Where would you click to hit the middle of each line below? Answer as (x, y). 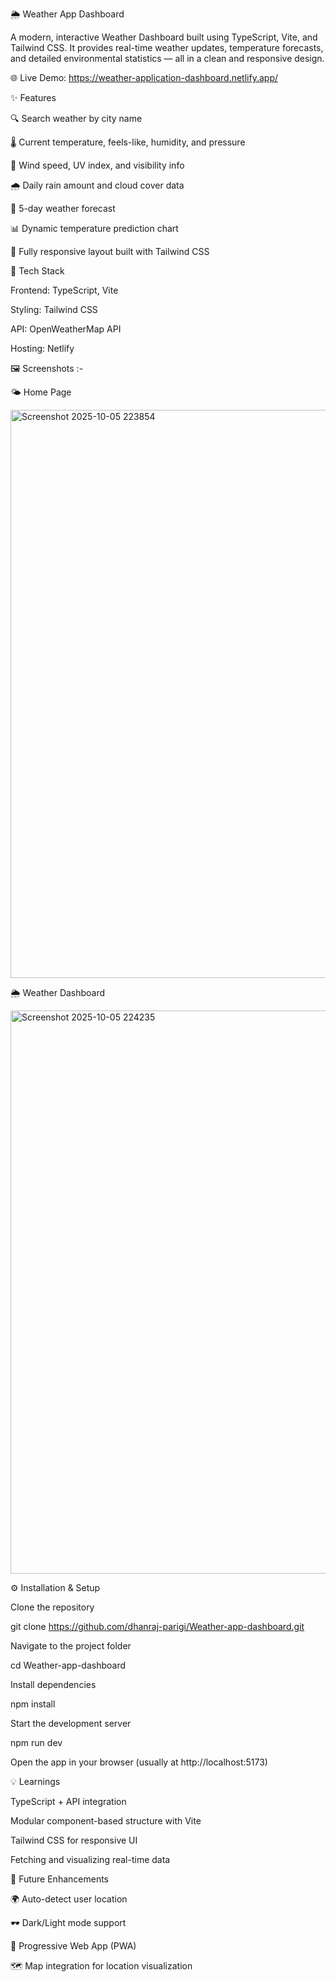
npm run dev (36, 1742)
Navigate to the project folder (71, 1646)
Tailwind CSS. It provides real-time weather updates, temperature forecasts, (167, 47)
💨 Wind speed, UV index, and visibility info (97, 165)
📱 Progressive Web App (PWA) (73, 1946)
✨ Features (33, 97)
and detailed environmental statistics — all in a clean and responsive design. (167, 58)
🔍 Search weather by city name (76, 118)
